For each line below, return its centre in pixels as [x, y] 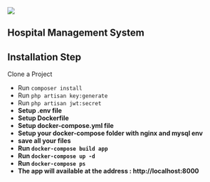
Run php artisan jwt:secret [59, 103]
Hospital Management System [76, 33]
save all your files [44, 141]
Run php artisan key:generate [63, 95]
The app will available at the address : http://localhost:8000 [108, 171]
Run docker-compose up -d [56, 156]
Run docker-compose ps [52, 164]
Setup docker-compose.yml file [65, 126]
